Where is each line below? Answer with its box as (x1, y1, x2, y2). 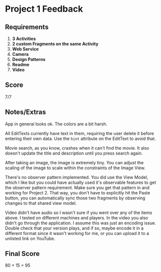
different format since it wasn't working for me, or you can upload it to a (5, 230, 149, 236)
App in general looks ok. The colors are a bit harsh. (5, 121, 107, 127)
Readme (12, 62, 30, 67)
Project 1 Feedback (5, 3, 83, 15)
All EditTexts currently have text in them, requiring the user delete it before (5, 130, 154, 136)
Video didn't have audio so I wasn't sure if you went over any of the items (5, 210, 152, 215)
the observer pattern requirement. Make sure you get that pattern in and (5, 184, 150, 191)
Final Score (5, 250, 40, 258)
